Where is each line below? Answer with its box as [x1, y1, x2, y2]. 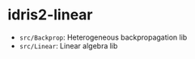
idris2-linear [7, 6, 93, 24]
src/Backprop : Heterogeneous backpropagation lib [19, 32, 188, 42]
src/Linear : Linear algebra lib [19, 40, 118, 50]
